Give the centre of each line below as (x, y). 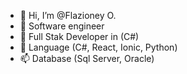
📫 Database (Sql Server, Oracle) (87, 58)
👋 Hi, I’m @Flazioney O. (68, 15)
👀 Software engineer (62, 26)
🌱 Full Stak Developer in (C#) (79, 36)
